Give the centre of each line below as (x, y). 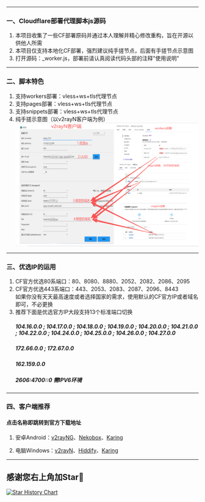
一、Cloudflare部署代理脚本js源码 (56, 21)
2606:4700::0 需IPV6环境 (49, 380)
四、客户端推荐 (28, 406)
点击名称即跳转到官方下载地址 (44, 422)
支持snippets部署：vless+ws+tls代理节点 (67, 111)
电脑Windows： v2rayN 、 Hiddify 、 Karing (67, 450)
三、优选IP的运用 (31, 267)
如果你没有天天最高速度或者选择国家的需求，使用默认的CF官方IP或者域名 (106, 297)
